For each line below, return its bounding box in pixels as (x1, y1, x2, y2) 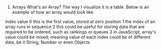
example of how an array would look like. (12, 9, 95, 15)
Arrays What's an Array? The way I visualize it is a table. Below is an (12, 4, 149, 10)
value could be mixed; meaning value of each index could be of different (5, 34, 151, 40)
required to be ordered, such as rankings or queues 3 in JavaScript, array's (5, 29, 156, 34)
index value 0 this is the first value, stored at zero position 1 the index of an (5, 19, 155, 24)
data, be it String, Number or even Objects (5, 39, 90, 45)
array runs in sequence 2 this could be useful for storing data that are (5, 24, 145, 30)
